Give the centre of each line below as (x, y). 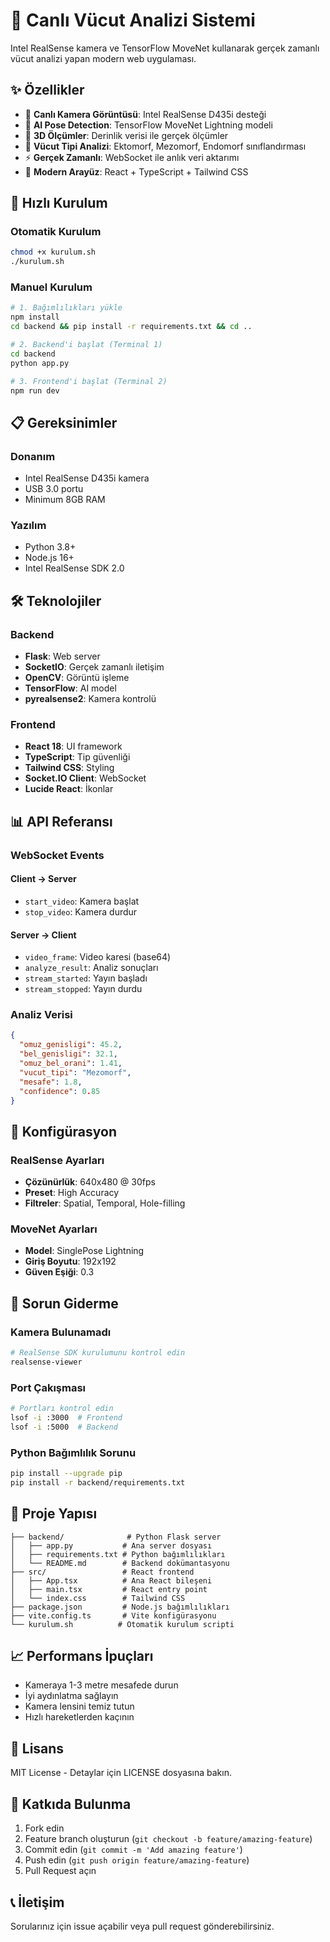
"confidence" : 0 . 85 (60, 1091)
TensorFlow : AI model (70, 688)
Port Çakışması (48, 1387)
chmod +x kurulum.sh (53, 252)
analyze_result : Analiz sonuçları (91, 968)
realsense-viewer (46, 1362)
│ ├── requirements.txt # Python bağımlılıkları (118, 1554)
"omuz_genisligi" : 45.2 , (71, 1045)
